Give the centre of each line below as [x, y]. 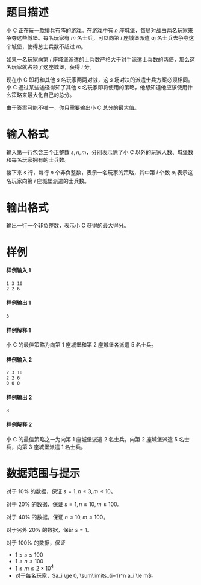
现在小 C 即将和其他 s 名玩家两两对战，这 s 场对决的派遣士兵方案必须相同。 [100, 80]
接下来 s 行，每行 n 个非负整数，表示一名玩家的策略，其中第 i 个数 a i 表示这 [100, 173]
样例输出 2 [19, 397]
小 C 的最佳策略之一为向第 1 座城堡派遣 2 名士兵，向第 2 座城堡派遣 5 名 [95, 439]
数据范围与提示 [43, 473]
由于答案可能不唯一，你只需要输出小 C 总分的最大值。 [73, 107]
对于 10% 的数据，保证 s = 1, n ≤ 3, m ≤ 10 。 [61, 491]
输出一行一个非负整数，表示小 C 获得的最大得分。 [68, 225]
